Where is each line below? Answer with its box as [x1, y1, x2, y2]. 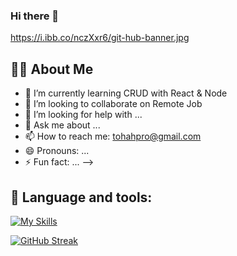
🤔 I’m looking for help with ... [24, 109, 143, 121]
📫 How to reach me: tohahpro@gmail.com [24, 130, 202, 143]
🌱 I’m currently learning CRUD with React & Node [24, 87, 228, 99]
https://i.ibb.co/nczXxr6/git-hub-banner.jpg [10, 32, 190, 44]
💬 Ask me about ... [24, 119, 101, 131]
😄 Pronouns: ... [24, 145, 90, 157]
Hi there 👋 [10, 9, 60, 23]
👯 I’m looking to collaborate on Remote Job [24, 98, 203, 110]
